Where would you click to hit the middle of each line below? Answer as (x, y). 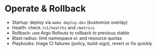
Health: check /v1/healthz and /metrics (53, 27)
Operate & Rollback (45, 9)
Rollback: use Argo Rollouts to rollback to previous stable (70, 33)
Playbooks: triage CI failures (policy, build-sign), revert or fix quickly (82, 43)
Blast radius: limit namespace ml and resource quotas (67, 38)
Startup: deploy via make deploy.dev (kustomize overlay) (70, 22)
